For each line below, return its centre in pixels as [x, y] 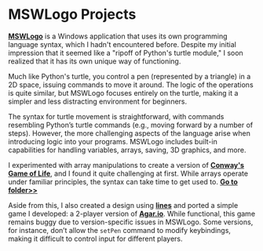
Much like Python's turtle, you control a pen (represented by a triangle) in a [130, 76]
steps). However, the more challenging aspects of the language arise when [130, 133]
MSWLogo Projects [72, 15]
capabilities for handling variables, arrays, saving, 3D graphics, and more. [127, 150]
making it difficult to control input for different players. [95, 238]
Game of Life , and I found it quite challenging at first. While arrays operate [128, 173]
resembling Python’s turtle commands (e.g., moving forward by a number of [131, 125]
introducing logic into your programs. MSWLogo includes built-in [113, 141]
